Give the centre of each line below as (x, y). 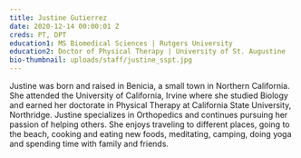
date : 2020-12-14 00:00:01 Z (64, 26)
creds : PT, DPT (38, 35)
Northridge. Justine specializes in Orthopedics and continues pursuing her (149, 115)
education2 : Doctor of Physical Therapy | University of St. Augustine (147, 52)
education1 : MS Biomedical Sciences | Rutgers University (121, 43)
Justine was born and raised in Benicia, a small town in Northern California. (150, 86)
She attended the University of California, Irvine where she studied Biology (149, 95)
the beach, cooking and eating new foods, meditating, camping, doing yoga (150, 134)
